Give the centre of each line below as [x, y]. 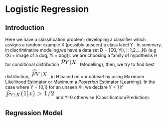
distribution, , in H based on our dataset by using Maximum [75, 76]
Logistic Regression [47, 9]
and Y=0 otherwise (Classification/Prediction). [103, 97]
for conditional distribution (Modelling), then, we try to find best [80, 64]
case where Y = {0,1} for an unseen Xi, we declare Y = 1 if [64, 87]
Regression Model [34, 113]
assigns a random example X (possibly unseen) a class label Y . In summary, [83, 45]
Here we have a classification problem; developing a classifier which [76, 39]
